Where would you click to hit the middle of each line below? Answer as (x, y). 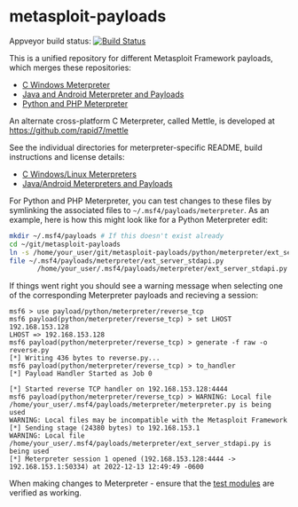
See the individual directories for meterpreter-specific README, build (136, 147)
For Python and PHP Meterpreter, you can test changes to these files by (141, 201)
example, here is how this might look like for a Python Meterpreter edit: (139, 219)
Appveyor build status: (50, 41)
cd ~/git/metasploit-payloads (65, 244)
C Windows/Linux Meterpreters (79, 174)
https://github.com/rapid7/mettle (69, 130)
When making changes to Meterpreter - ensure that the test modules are (142, 483)
